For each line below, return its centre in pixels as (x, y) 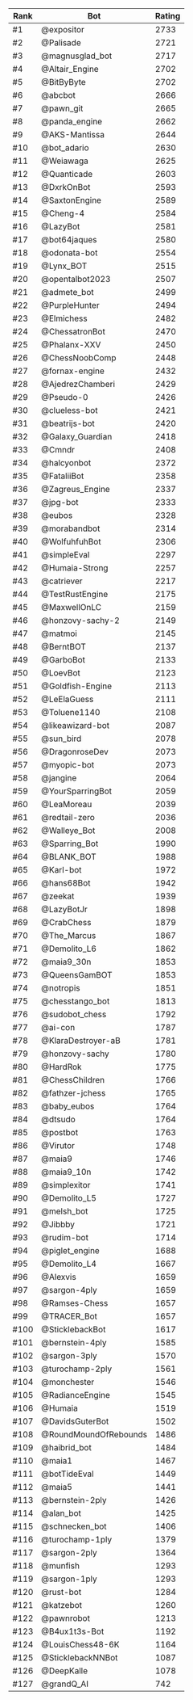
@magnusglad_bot (77, 56)
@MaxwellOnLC (72, 607)
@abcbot (59, 95)
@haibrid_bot (67, 1448)
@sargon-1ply (70, 1579)
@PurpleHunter (70, 305)
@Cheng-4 (63, 213)
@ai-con (58, 1027)
